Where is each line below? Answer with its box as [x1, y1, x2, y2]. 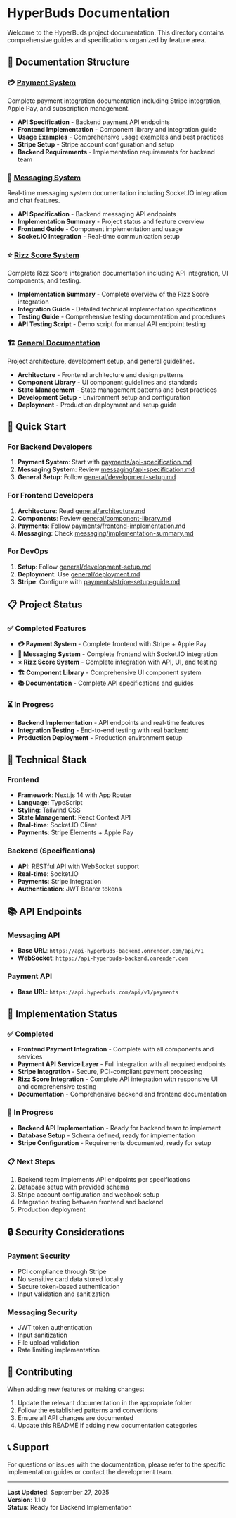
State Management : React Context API [17, 813, 131, 822]
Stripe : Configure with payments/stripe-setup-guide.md [17, 577, 181, 586]
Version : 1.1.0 [7, 1495, 46, 1504]
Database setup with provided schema [17, 1183, 130, 1192]
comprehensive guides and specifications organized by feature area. [7, 35, 206, 44]
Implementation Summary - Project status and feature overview [17, 217, 205, 226]
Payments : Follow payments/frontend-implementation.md [17, 522, 186, 530]
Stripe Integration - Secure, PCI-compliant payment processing [17, 1068, 203, 1076]
